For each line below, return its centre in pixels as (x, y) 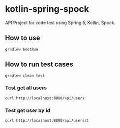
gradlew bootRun (22, 49)
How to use (23, 38)
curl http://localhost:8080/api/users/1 (47, 121)
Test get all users (26, 88)
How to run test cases (39, 64)
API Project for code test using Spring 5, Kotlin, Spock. (60, 23)
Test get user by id (28, 110)
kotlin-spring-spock (47, 9)
